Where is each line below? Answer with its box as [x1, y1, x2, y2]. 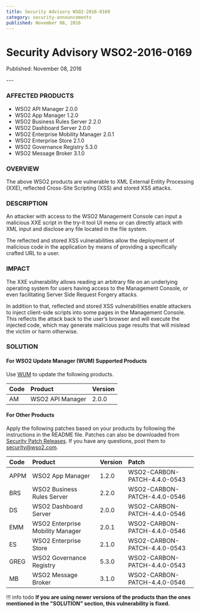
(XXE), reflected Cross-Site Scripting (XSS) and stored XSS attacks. [6, 184, 173, 191]
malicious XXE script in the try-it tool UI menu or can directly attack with [6, 219, 183, 227]
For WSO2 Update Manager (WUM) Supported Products [6, 357, 147, 364]
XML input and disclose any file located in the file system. [6, 225, 148, 233]
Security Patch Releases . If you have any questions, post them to [6, 437, 165, 444]
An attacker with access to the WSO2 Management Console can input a [6, 213, 182, 220]
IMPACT [6, 265, 30, 273]
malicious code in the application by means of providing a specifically [6, 243, 177, 250]
